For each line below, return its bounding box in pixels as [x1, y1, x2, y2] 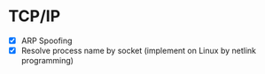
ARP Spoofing [20, 35, 73, 46]
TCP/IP [8, 6, 61, 26]
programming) [20, 55, 74, 66]
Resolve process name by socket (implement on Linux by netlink [20, 46, 256, 55]
